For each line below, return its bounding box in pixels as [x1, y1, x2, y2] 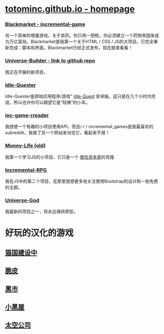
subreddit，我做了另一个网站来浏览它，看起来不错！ [5, 130, 110, 135]
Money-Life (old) [5, 142, 46, 149]
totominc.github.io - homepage [5, 3, 135, 15]
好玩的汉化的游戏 [5, 227, 74, 239]
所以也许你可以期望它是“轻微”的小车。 [13, 99, 90, 106]
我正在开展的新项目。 [5, 69, 48, 75]
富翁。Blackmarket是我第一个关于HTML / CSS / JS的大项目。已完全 [18, 39, 154, 45]
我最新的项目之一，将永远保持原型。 [5, 209, 78, 215]
